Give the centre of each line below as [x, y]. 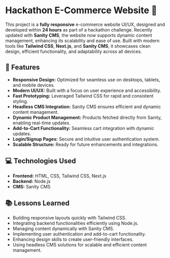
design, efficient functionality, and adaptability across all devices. [74, 51]
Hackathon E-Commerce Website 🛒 [81, 10]
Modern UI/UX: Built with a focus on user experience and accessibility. [87, 90]
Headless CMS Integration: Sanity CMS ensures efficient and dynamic [87, 107]
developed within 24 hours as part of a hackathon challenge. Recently [79, 29]
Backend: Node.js [31, 181]
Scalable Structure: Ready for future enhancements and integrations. [86, 144]
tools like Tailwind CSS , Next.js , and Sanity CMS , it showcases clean [78, 46]
